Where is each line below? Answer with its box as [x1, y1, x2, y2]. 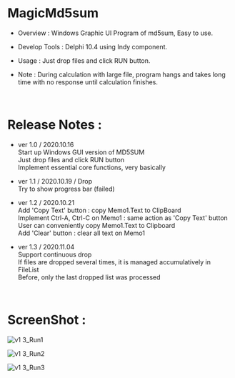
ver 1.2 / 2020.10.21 [17, 198, 75, 207]
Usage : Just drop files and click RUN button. [17, 56, 151, 65]
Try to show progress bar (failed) [17, 184, 116, 193]
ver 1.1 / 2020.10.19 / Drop [17, 176, 93, 185]
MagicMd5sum [7, 5, 99, 21]
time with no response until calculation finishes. [17, 77, 159, 86]
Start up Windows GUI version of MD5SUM [17, 148, 145, 156]
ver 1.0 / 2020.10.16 [17, 140, 74, 149]
